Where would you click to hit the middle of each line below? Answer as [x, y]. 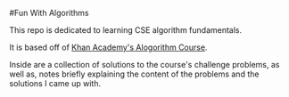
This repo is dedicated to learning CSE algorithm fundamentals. [126, 30]
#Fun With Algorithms [49, 13]
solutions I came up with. [55, 83]
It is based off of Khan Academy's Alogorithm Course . [108, 47]
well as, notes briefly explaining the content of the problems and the [134, 74]
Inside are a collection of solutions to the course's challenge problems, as [144, 65]
